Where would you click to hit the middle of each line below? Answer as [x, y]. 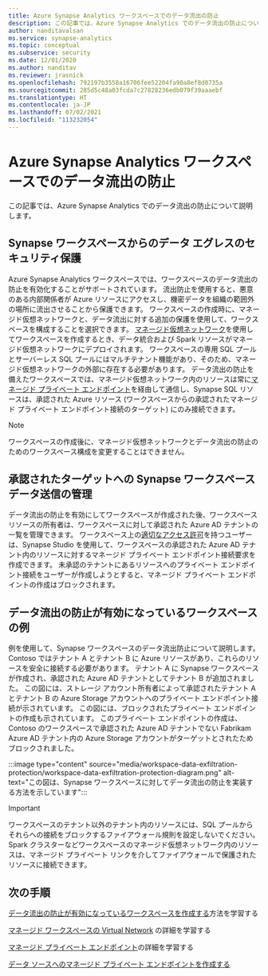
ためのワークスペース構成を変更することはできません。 [99, 451]
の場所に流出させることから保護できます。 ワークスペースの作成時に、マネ [131, 309]
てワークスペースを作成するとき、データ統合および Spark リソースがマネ [127, 339]
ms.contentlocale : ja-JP [49, 105]
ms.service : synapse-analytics [60, 38]
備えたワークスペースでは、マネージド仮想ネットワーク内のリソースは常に [130, 379]
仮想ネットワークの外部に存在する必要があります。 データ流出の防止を [138, 369]
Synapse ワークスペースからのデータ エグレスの [126, 244]
